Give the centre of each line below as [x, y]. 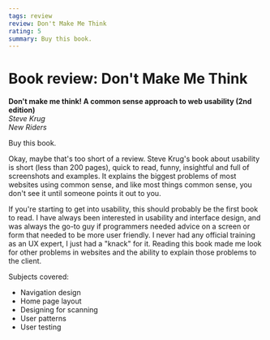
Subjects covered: [39, 277]
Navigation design [50, 293]
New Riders [28, 128]
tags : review [30, 16]
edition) [22, 110]
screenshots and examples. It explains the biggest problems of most [122, 177]
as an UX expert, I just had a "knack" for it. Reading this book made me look [135, 244]
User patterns [43, 319]
